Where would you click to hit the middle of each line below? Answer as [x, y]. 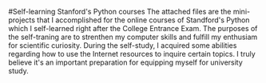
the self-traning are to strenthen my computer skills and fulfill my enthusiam [133, 37]
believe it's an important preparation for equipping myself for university [126, 62]
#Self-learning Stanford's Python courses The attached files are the [120, 12]
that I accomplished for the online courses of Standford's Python [143, 20]
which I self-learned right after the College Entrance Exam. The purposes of [133, 28]
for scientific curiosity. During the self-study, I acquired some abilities [123, 45]
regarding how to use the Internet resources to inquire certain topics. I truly [132, 54]
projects [22, 20]
